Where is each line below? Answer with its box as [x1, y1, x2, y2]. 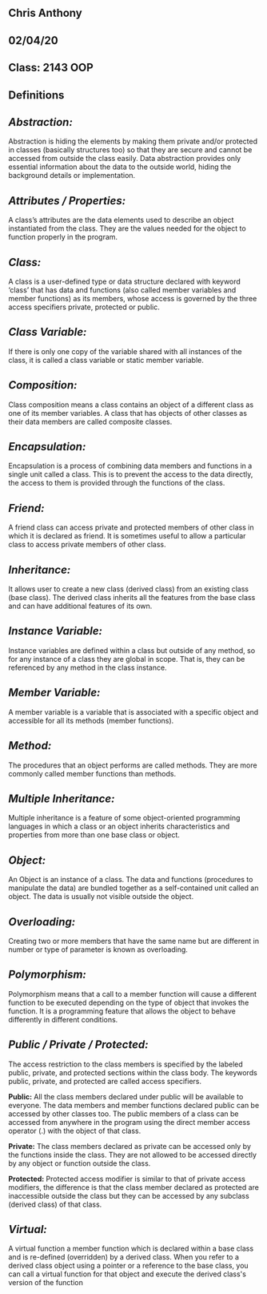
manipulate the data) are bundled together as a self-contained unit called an [8, 883, 259, 893]
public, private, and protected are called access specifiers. [8, 1076, 202, 1086]
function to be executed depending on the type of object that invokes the [8, 998, 249, 1007]
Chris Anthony [8, 6, 82, 20]
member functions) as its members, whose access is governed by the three [8, 294, 257, 303]
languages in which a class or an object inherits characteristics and [8, 821, 230, 832]
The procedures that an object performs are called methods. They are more [8, 760, 257, 770]
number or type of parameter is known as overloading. [8, 945, 188, 954]
